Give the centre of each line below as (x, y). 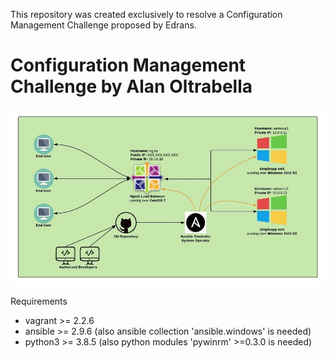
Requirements (39, 301)
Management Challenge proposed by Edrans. (103, 25)
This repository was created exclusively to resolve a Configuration (146, 14)
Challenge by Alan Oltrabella (131, 86)
